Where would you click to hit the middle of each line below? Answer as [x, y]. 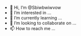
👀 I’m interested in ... [30, 13]
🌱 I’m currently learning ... [36, 18]
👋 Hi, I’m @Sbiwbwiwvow [35, 8]
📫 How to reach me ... [32, 28]
